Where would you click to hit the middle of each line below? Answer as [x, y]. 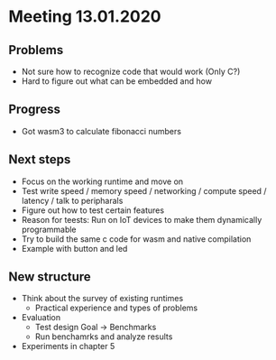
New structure [50, 277]
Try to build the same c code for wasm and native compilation [136, 239]
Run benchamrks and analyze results [104, 337]
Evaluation [41, 318]
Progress [34, 110]
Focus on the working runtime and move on [102, 181]
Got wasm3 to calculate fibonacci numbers [101, 131]
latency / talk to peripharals [72, 200]
